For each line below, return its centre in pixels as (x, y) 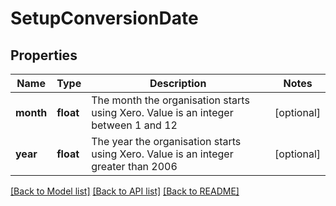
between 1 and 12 (134, 125)
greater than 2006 (134, 166)
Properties (44, 55)
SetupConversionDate (104, 18)
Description (178, 83)
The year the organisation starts (166, 141)
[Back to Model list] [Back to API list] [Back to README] (125, 191)
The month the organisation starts (170, 100)
